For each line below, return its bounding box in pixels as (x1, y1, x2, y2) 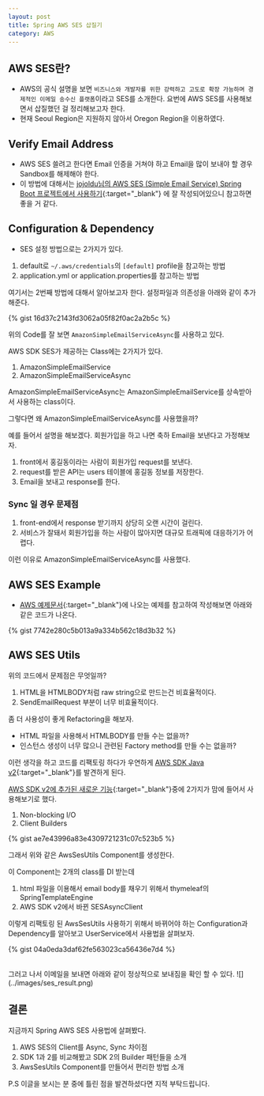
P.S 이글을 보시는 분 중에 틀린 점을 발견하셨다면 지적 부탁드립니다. (8, 1079, 210, 1088)
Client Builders (19, 818, 68, 828)
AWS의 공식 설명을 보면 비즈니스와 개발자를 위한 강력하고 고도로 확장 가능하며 (19, 84, 245, 94)
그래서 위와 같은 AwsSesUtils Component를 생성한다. (8, 850, 175, 860)
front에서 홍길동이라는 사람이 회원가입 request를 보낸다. (19, 457, 193, 467)
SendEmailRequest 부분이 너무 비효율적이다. (19, 697, 159, 707)
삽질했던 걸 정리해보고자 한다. (34, 104, 125, 114)
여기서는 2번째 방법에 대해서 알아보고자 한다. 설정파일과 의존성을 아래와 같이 (8, 287, 242, 297)
